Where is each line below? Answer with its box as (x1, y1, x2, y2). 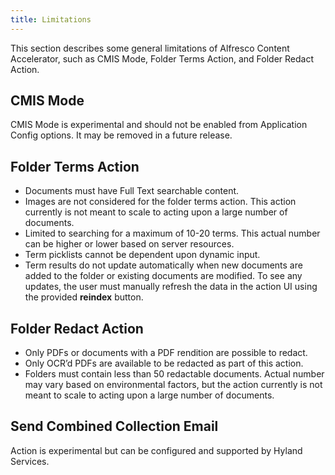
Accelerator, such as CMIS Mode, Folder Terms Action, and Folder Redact (10, 52, 315, 65)
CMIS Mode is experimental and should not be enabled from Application (10, 119, 308, 131)
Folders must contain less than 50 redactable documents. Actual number (24, 368, 325, 380)
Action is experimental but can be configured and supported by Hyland (10, 444, 303, 456)
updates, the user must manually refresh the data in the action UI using (24, 281, 318, 293)
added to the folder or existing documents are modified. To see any (24, 270, 303, 282)
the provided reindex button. (24, 291, 144, 303)
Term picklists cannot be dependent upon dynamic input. (24, 249, 261, 261)
